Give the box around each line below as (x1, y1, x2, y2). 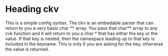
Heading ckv (5, 3, 59, 15)
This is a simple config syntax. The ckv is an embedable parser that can (5, 20, 154, 26)
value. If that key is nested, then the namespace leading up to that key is (5, 36, 155, 42)
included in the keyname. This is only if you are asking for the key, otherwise (5, 41, 163, 47)
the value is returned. (5, 46, 49, 52)
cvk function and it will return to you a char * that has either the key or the (5, 30, 158, 36)
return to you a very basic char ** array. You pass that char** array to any (5, 25, 158, 31)
